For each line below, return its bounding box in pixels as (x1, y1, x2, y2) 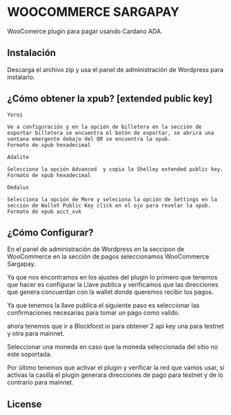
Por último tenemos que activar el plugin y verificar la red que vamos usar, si (7, 364, 225, 372)
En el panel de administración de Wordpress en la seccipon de (7, 245, 185, 253)
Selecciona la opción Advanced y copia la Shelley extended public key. (7, 165, 224, 173)
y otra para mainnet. (7, 329, 65, 338)
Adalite (7, 154, 30, 160)
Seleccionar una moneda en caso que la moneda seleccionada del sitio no (7, 343, 219, 351)
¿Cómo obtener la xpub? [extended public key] (7, 93, 212, 104)
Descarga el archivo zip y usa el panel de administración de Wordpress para (7, 65, 224, 73)
